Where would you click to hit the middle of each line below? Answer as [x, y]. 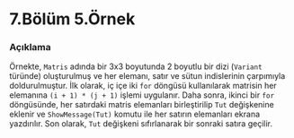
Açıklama [30, 47]
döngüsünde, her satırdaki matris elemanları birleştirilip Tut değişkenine [142, 105]
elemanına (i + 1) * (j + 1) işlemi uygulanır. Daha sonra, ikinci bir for [142, 95]
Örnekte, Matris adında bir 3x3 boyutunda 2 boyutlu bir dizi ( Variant [136, 66]
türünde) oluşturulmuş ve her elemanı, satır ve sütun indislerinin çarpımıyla [147, 76]
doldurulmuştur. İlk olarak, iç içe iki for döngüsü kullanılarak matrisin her [143, 86]
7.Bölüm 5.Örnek [72, 19]
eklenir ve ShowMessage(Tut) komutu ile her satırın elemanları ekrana [135, 114]
